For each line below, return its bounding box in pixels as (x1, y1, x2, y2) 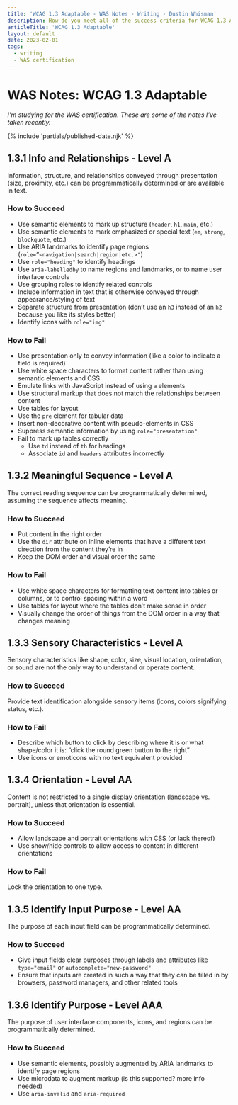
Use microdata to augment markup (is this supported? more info (17, 1074, 205, 1082)
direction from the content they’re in (17, 545, 123, 553)
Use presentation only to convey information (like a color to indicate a (17, 351, 221, 360)
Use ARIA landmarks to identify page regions (17, 242, 149, 251)
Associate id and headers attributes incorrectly (28, 449, 165, 458)
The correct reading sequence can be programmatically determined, (7, 488, 208, 497)
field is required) (17, 359, 66, 368)
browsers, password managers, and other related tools (17, 978, 178, 987)
